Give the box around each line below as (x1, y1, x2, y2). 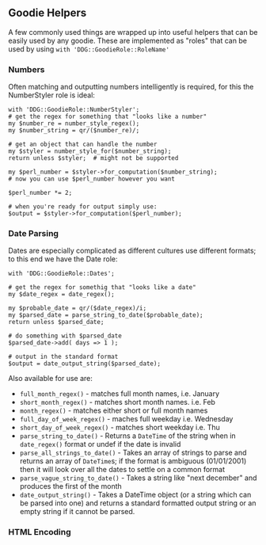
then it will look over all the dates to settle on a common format (19, 465, 226, 474)
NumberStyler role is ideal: (8, 90, 95, 100)
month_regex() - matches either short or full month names (19, 406, 208, 415)
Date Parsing (8, 228, 59, 239)
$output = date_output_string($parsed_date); (8, 360, 161, 368)
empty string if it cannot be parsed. (19, 507, 135, 516)
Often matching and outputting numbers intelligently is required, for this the (8, 82, 254, 92)
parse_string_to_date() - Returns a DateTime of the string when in (19, 431, 236, 440)
